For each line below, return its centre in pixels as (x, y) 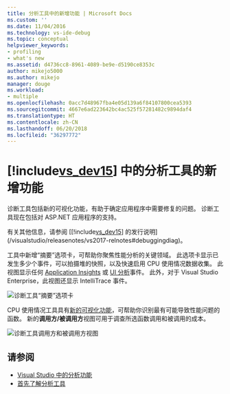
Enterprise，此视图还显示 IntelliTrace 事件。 (69, 281)
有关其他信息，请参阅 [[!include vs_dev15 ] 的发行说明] (82, 232)
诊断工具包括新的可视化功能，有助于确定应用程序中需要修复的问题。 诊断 (110, 209)
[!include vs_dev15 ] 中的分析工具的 (106, 171)
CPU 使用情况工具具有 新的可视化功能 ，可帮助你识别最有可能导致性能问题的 (114, 310)
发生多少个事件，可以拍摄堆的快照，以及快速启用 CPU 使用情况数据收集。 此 (115, 264)
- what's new (26, 58)
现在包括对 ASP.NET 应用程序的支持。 (67, 217)
